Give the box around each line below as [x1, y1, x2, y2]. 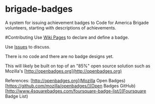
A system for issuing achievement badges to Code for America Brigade [5, 20, 149, 26]
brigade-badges [5, 3, 73, 15]
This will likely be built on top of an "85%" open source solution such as [5, 63, 151, 69]
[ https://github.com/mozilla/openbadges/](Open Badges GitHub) [5, 82, 136, 89]
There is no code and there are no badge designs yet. [5, 53, 114, 59]
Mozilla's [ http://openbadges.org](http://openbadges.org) [5, 68, 122, 74]
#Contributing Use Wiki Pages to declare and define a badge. [5, 34, 129, 40]
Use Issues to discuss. [5, 44, 51, 50]
